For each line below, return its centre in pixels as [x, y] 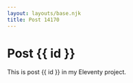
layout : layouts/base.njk [44, 13]
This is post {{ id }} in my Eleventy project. [67, 72]
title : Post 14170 [33, 20]
